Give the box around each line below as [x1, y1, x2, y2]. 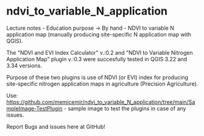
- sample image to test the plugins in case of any [63, 104, 186, 112]
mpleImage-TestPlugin [6, 104, 63, 112]
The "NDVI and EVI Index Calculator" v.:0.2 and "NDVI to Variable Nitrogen [6, 49, 193, 56]
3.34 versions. [6, 62, 43, 69]
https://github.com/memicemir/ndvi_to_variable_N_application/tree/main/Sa [6, 98, 195, 106]
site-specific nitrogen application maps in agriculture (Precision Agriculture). [6, 80, 199, 87]
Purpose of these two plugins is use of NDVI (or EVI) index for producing [6, 73, 189, 81]
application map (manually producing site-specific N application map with [6, 30, 192, 38]
